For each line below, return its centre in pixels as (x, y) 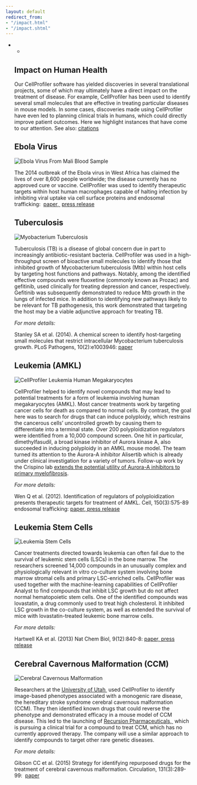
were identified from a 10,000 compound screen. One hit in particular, (98, 435)
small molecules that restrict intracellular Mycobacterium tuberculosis (99, 341)
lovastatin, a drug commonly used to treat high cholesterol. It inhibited (99, 603)
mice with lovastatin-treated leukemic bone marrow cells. (84, 616)
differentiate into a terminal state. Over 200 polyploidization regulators (99, 429)
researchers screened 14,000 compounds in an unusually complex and (100, 566)
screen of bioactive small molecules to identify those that (112, 261)
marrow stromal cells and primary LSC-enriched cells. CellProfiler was (99, 578)
